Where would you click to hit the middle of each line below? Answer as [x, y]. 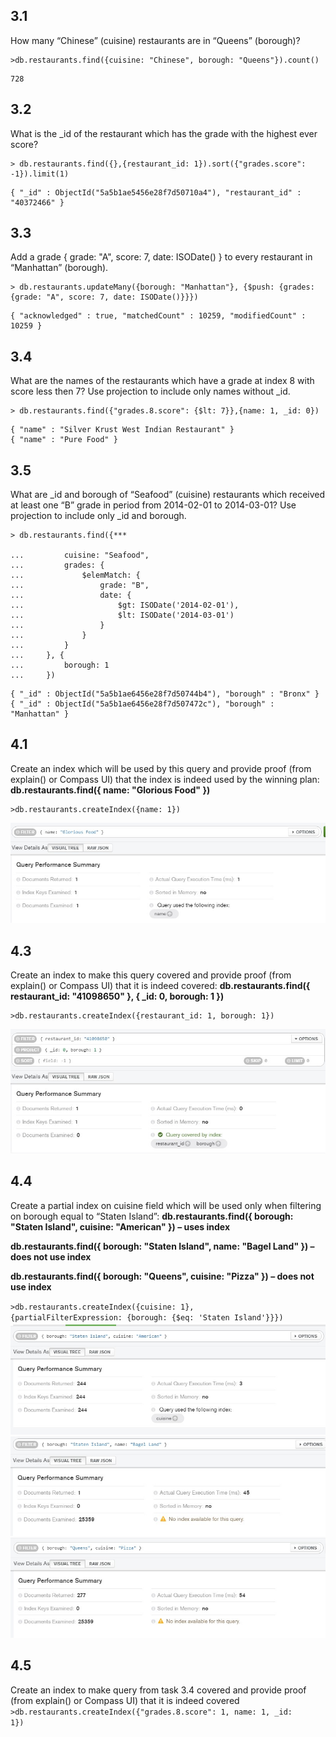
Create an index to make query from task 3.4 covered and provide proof [158, 1690]
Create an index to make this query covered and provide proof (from [151, 975]
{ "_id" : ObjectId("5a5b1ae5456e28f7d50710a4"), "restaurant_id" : [156, 192]
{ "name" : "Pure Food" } [64, 440]
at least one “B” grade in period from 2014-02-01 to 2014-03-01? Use [153, 505]
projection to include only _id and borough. [98, 516]
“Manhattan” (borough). [59, 268]
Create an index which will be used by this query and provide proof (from [161, 768]
